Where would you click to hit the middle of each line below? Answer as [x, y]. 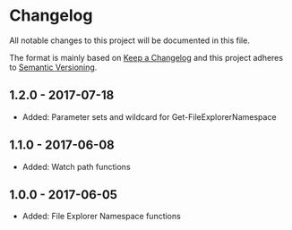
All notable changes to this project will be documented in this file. [130, 40]
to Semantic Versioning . [53, 67]
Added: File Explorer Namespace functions [101, 217]
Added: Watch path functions [77, 166]
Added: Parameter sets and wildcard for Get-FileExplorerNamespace [149, 116]
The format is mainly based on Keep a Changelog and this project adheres [146, 57]
